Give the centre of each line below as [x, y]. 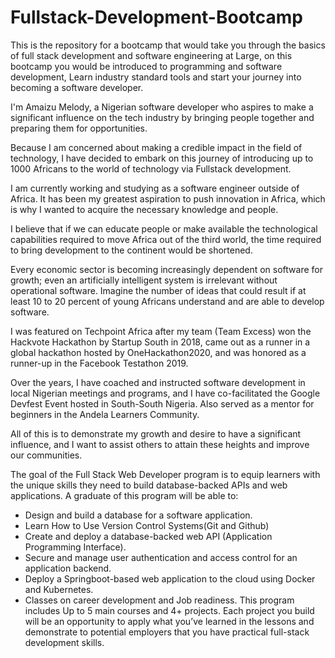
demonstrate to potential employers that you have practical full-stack [167, 632]
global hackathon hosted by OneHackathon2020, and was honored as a [158, 352]
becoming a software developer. [77, 87]
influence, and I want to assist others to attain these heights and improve [160, 444]
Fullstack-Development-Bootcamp [157, 17]
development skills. [64, 642]
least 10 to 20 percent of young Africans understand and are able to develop [167, 301]
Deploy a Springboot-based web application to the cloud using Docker [170, 578]
